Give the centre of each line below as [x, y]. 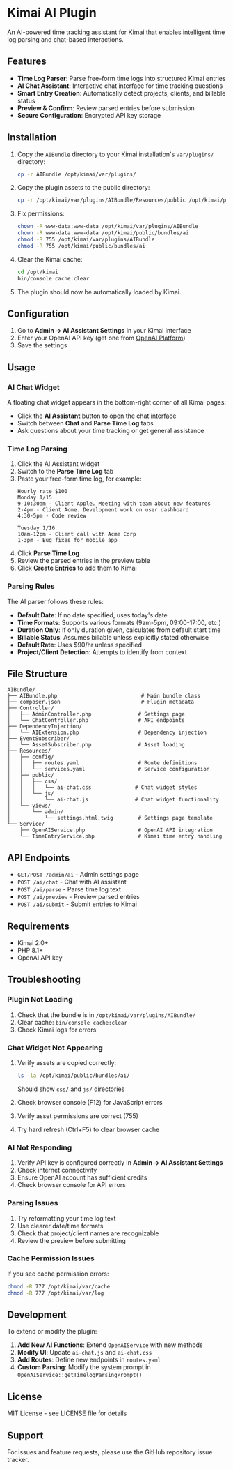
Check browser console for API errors [72, 1185]
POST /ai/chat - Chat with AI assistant [72, 882]
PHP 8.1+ [30, 951]
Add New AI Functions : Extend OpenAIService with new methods [110, 1345]
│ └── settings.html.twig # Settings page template [110, 818]
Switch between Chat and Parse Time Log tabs [86, 423]
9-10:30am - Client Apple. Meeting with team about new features [114, 504]
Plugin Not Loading [40, 1000]
